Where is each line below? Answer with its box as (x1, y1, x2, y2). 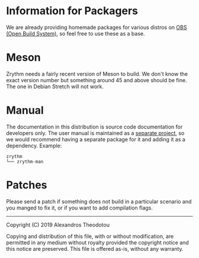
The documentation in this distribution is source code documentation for (6, 123, 183, 130)
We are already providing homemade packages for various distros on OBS (6, 24, 187, 31)
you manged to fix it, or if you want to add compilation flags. (6, 204, 153, 211)
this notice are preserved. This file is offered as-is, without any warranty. (6, 245, 184, 252)
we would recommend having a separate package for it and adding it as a (6, 136, 185, 143)
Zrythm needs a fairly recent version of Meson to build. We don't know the (6, 70, 188, 78)
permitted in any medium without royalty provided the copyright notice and (6, 238, 190, 246)
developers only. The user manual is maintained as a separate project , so (6, 129, 185, 137)
